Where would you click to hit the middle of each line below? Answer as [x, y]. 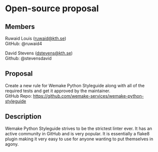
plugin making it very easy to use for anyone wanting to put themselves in [79, 139]
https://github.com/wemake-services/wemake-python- [88, 96]
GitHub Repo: [19, 96]
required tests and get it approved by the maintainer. [58, 91]
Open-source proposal [52, 9]
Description [23, 116]
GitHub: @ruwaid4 [24, 44]
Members [20, 27]
